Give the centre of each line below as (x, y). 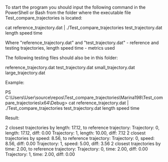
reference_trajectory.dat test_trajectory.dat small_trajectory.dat (70, 67)
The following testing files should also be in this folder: (62, 58)
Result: (12, 118)
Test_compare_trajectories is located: (44, 18)
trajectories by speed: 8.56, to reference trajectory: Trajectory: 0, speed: (80, 138)
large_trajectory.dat (25, 73)
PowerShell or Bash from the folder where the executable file (68, 13)
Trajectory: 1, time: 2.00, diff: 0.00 (40, 154)
